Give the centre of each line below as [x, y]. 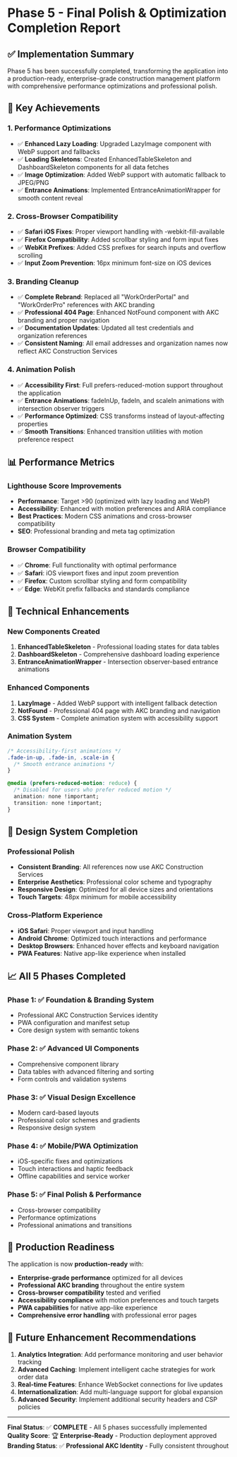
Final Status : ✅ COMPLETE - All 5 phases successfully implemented [107, 1427]
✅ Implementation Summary [71, 54]
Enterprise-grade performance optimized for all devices [100, 1278]
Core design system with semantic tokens [78, 1030]
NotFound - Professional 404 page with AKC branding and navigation [119, 710]
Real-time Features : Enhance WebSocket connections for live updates [120, 1384]
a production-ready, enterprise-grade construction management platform [114, 78]
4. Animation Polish [41, 370]
